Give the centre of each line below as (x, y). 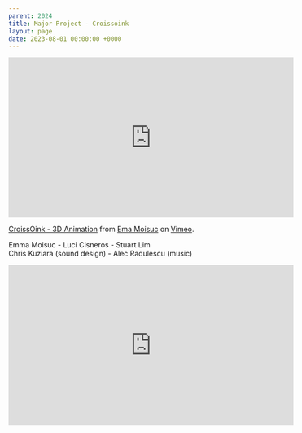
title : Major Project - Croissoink (69, 24)
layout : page (31, 31)
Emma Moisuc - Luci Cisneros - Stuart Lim (79, 245)
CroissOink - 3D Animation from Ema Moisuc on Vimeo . (101, 230)
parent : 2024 (31, 16)
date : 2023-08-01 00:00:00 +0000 (65, 39)
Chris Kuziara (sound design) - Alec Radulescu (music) (101, 254)
